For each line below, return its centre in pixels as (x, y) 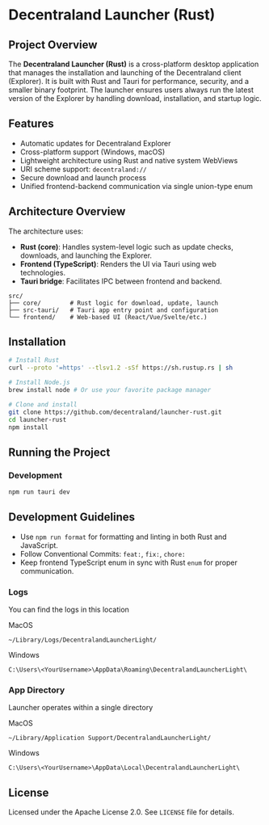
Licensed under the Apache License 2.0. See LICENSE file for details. (121, 812)
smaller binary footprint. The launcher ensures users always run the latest (131, 90)
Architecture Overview (67, 212)
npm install (28, 427)
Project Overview (53, 45)
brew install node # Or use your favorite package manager (110, 390)
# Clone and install (43, 404)
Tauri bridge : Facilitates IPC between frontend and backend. (121, 281)
